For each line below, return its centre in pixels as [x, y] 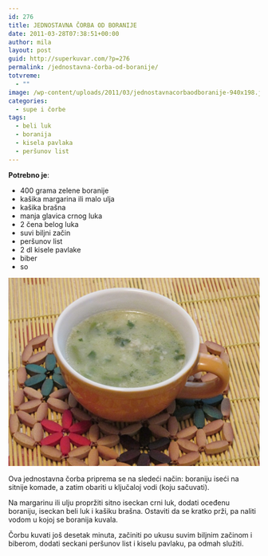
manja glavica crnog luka [61, 216]
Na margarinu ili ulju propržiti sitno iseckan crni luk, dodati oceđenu [119, 503]
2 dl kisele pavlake [50, 249]
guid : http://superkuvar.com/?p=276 [69, 59]
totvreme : [25, 76]
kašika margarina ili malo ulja [67, 198]
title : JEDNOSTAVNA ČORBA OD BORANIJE [73, 25]
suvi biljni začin [45, 233]
